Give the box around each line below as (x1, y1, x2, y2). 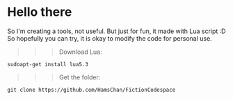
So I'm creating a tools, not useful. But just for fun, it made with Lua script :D (7, 27, 226, 35)
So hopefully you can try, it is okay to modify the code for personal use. (7, 34, 212, 42)
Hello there (7, 4, 72, 20)
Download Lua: (58, 48, 102, 56)
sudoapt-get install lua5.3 (7, 61, 89, 68)
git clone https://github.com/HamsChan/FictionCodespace (7, 86, 176, 93)
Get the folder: (58, 73, 101, 81)
